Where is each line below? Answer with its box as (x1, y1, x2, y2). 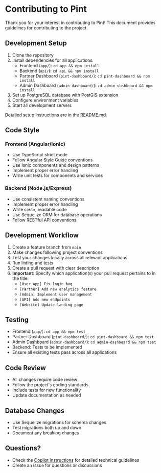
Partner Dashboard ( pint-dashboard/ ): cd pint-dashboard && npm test (12, 334, 154, 340)
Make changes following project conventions (12, 249, 103, 255)
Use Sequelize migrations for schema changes (12, 419, 107, 425)
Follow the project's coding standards (12, 382, 89, 388)
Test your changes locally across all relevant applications (12, 254, 128, 260)
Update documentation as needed (12, 392, 81, 398)
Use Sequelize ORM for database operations (12, 212, 102, 218)
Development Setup (5, 39, 67, 48)
